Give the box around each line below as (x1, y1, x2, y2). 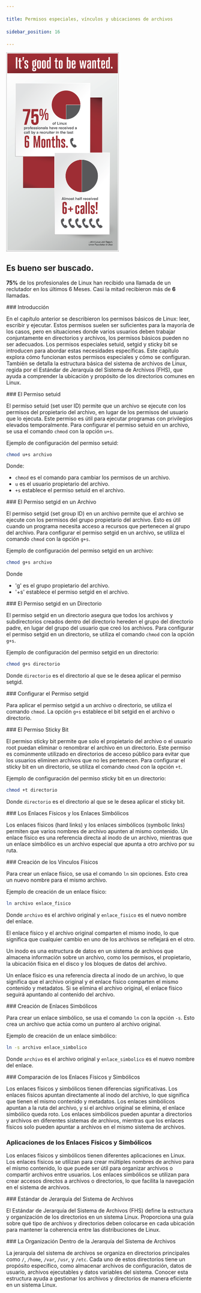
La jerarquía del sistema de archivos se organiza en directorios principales (6, 1249, 190, 1257)
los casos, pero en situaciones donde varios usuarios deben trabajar (6, 328, 176, 335)
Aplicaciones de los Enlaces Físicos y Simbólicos (6, 1138, 152, 1147)
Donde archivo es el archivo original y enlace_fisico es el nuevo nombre (6, 911, 187, 918)
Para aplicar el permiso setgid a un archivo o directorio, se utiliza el (6, 702, 172, 709)
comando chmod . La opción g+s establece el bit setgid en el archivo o (6, 708, 175, 716)
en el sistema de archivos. (6, 1184, 71, 1191)
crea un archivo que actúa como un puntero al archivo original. (6, 1020, 161, 1028)
